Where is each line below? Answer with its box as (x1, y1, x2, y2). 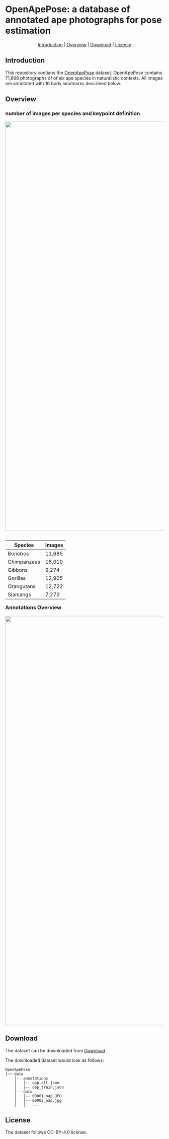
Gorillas (8, 575, 26, 582)
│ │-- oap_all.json (14, 1080, 59, 1085)
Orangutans (8, 583, 36, 590)
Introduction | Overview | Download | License (37, 41, 132, 47)
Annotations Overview (5, 604, 62, 611)
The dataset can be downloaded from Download (5, 1047, 106, 1053)
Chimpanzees (8, 558, 41, 565)
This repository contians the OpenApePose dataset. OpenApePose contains (5, 70, 162, 76)
